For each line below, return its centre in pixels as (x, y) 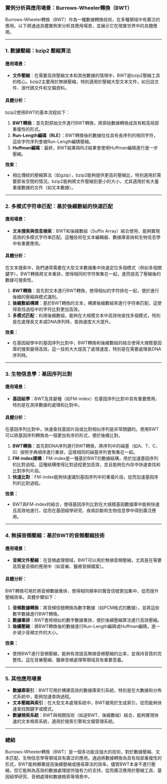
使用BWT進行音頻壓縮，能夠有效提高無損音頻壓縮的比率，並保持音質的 (85, 653)
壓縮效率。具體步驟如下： (31, 597)
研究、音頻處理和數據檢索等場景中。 (55, 777)
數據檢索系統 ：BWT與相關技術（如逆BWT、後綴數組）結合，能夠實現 (83, 715)
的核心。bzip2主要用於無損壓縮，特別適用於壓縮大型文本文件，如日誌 (83, 82)
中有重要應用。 (28, 243)
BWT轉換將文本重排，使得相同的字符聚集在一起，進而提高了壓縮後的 (90, 274)
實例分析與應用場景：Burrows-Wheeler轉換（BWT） (69, 7)
